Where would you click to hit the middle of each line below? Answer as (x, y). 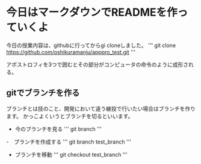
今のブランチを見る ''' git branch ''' (58, 129)
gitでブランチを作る (43, 93)
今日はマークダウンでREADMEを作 (92, 12)
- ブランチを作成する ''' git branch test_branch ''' (69, 142)
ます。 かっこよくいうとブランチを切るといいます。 (70, 116)
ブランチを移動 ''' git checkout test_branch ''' (71, 154)
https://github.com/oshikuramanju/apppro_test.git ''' (71, 52)
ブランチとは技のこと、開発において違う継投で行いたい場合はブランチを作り (101, 109)
